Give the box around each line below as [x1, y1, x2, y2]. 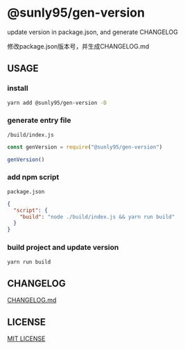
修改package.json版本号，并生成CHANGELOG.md [7, 42, 150, 50]
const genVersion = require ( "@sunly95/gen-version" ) [7, 144, 163, 151]
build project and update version [7, 243, 119, 253]
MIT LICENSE [7, 334, 46, 343]
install [7, 83, 29, 93]
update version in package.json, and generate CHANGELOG [7, 28, 179, 36]
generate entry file [7, 116, 71, 126]
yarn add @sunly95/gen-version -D [7, 99, 107, 106]
